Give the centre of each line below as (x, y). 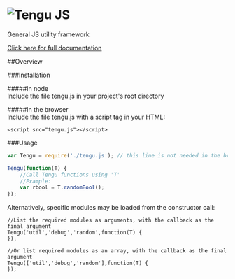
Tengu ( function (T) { (37, 168)
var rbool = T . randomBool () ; (62, 188)
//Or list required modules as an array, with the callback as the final (117, 251)
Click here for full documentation (55, 48)
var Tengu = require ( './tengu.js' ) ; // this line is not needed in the (114, 155)
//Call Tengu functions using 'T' (70, 175)
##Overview (25, 61)
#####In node (28, 88)
